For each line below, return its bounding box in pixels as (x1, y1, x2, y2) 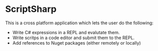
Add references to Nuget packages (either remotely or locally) (12, 40, 141, 46)
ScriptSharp (5, 3, 57, 15)
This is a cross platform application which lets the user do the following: (5, 20, 154, 26)
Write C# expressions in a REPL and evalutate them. (12, 29, 120, 35)
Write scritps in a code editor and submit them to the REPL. (12, 35, 135, 41)
